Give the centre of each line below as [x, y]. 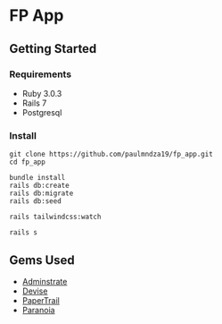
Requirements [41, 74]
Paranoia [38, 310]
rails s [24, 233]
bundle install [37, 178]
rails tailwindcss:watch [55, 217]
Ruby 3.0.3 [42, 93]
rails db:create [39, 186]
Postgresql [42, 112]
